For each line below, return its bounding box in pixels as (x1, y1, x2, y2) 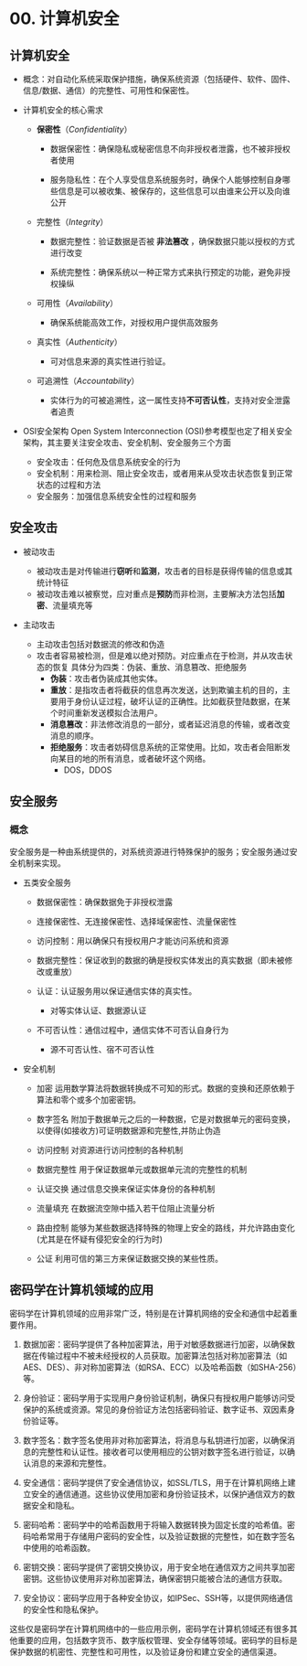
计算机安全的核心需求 (22, 104, 103, 115)
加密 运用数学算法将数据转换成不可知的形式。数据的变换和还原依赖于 (36, 1083, 295, 1094)
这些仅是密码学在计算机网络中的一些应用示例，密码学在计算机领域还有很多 (9, 1624, 290, 1635)
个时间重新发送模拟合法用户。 (49, 707, 163, 718)
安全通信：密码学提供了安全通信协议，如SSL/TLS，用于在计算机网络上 (22, 1478, 288, 1489)
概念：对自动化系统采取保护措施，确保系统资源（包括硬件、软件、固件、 (22, 74, 295, 84)
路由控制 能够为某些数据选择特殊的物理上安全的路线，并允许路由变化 (36, 1222, 295, 1233)
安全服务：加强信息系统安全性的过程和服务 (36, 491, 197, 501)
